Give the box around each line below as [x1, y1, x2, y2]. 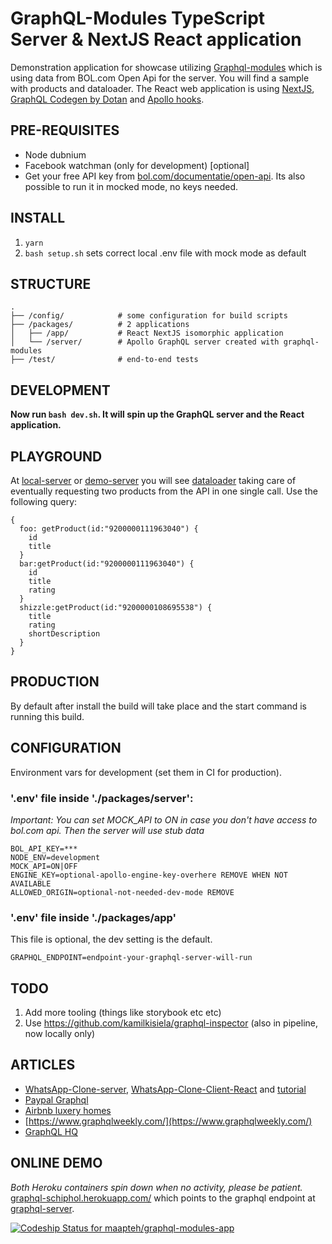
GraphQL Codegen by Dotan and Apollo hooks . [10, 93, 205, 105]
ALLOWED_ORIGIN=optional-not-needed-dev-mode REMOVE [10, 887, 235, 897]
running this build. [10, 710, 85, 722]
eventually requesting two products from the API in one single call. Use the [10, 485, 318, 497]
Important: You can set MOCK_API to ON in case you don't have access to [10, 813, 318, 826]
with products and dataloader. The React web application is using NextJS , [10, 82, 315, 94]
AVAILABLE [10, 878, 52, 889]
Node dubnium [24, 148, 87, 161]
